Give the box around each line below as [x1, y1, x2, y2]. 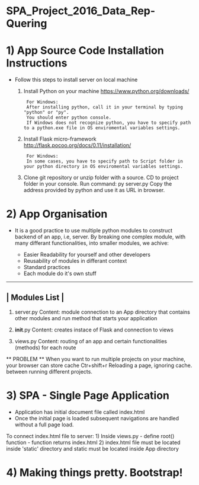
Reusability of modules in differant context [23, 257, 127, 264]
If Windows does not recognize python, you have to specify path [26, 120, 191, 126]
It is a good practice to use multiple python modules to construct [14, 227, 173, 234]
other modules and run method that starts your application [14, 314, 158, 321]
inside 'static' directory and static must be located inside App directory [6, 445, 179, 452]
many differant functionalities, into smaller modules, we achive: [14, 240, 169, 247]
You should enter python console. [26, 114, 111, 121]
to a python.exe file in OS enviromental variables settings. [23, 125, 181, 131]
